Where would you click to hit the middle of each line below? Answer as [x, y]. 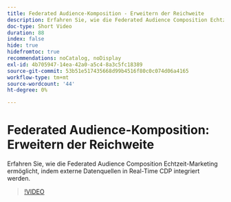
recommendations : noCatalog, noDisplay [64, 58]
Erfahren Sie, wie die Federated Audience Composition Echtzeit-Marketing [112, 164]
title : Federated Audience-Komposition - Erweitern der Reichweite [106, 13]
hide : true [23, 45]
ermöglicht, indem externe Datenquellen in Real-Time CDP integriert [103, 171]
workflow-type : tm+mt [38, 77]
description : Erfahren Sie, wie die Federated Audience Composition [107, 20]
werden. [19, 179]
